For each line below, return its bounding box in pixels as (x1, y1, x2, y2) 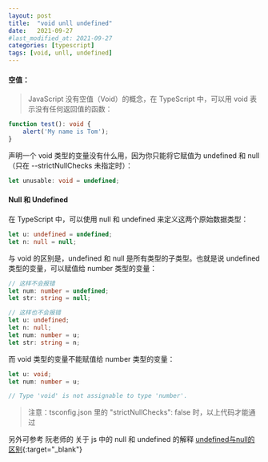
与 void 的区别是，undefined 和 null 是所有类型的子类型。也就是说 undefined (8, 253, 260, 263)
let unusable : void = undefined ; (8, 176, 120, 184)
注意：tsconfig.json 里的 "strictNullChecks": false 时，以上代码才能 (27, 407, 250, 417)
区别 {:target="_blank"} (8, 444, 82, 454)
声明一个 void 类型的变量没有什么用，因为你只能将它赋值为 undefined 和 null (8, 150, 260, 160)
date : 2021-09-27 (8, 26, 74, 34)
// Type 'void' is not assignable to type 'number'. (8, 392, 188, 400)
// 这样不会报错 (8, 279, 55, 287)
